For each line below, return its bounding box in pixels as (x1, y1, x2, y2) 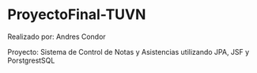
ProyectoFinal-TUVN (7, 6, 146, 24)
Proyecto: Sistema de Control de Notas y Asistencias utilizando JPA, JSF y (7, 47, 250, 56)
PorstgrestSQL (7, 56, 55, 65)
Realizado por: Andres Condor (7, 32, 106, 41)
